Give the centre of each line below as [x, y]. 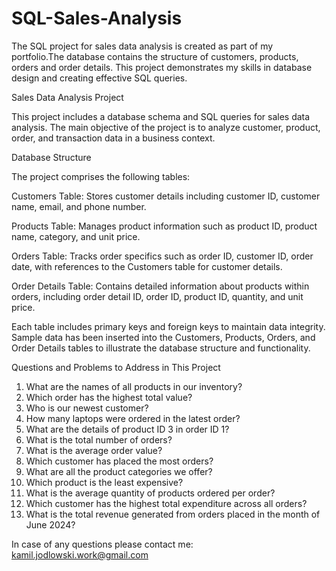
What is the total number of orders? [99, 439]
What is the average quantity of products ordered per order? [150, 493]
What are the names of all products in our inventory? [134, 386]
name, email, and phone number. [79, 206]
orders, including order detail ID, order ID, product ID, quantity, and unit [157, 296]
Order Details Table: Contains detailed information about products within [160, 286]
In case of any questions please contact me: [102, 544]
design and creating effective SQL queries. [99, 78]
